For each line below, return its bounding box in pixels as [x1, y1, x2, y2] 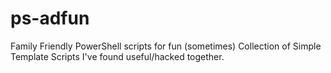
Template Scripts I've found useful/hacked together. [10, 50, 225, 62]
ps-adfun [10, 7, 90, 30]
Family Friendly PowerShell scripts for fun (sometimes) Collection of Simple [10, 40, 322, 52]
